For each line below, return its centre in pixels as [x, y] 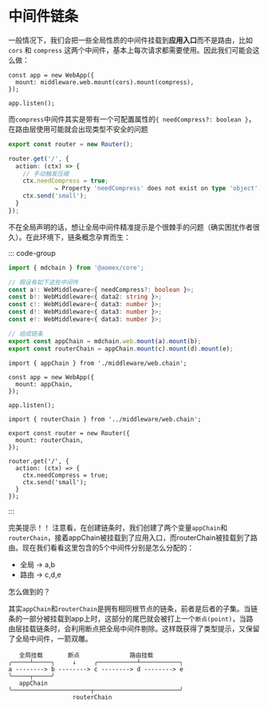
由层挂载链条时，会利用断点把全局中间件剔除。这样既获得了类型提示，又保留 [134, 628]
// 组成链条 [26, 334]
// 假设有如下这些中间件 [43, 282]
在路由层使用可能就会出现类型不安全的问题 [78, 129]
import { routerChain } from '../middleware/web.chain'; [105, 419]
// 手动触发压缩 [46, 174]
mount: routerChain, [49, 440]
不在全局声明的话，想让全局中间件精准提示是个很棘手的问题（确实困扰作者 [130, 227]
